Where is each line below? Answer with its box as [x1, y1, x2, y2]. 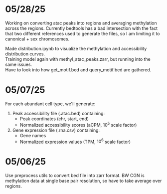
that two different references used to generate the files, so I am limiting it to [5, 30, 161, 36]
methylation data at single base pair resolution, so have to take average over [5, 178, 162, 184]
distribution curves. [5, 51, 45, 57]
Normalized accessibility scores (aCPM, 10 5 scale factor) [19, 121, 137, 128]
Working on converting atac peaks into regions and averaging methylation [5, 20, 157, 26]
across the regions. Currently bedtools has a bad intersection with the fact [5, 25, 158, 31]
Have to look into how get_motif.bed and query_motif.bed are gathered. [5, 66, 152, 73]
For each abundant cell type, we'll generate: [5, 101, 96, 107]
